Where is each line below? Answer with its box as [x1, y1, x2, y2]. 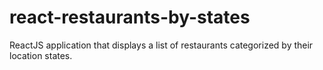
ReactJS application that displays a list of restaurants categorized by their [9, 39, 314, 51]
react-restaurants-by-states [9, 6, 251, 29]
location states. [9, 49, 73, 61]
